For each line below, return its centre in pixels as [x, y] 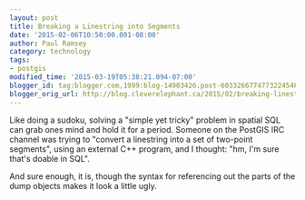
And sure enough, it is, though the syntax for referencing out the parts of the [152, 176]
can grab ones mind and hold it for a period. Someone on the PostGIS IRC [147, 129]
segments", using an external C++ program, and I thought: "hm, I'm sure [144, 149]
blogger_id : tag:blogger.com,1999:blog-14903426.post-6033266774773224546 [154, 85]
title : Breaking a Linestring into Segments [95, 26]
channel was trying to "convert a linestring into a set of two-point [131, 139]
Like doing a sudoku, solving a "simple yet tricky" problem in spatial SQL [145, 120]
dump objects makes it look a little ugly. [83, 185]
